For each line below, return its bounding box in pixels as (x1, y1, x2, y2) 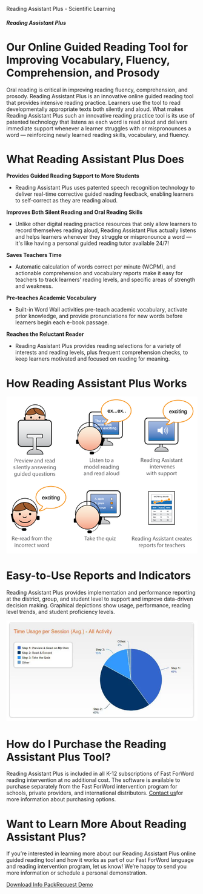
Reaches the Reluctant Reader (6, 330, 84, 338)
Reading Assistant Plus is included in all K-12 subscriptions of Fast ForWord (6, 770, 194, 778)
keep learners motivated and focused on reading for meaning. (15, 355, 170, 362)
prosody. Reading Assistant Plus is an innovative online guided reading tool (6, 92, 194, 99)
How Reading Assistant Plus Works (6, 376, 187, 390)
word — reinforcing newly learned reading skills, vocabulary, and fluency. (6, 131, 190, 138)
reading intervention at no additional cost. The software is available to (6, 776, 181, 784)
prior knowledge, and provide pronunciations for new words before (15, 312, 183, 320)
